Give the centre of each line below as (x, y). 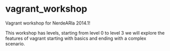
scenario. (15, 43)
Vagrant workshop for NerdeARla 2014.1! (48, 23)
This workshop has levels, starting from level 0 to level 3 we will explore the (85, 33)
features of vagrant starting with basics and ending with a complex (76, 38)
